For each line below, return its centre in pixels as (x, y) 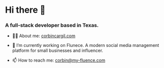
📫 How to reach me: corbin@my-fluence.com (59, 60)
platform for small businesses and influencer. (58, 50)
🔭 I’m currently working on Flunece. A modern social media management (85, 45)
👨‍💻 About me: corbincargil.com (44, 36)
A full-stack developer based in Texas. (52, 25)
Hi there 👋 (25, 10)
